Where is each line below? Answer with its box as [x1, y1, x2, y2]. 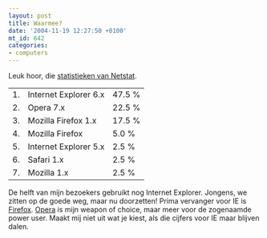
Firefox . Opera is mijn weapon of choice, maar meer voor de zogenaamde [8, 205, 252, 214]
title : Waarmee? [8, 19, 63, 27]
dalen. [8, 222, 30, 231]
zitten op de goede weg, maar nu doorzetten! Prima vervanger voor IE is [8, 196, 247, 205]
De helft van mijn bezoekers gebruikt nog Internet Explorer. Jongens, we [8, 188, 248, 197]
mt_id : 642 [8, 34, 45, 42]
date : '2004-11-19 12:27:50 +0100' [8, 26, 127, 34]
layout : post [8, 11, 52, 20]
